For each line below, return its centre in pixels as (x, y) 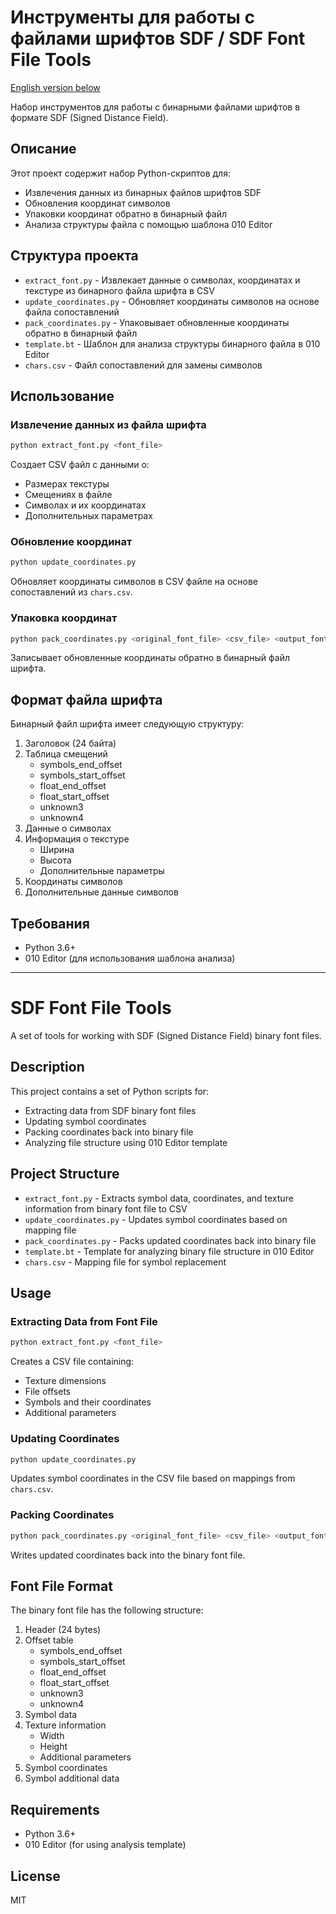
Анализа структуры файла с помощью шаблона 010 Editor (148, 224)
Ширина (57, 850)
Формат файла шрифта (86, 699)
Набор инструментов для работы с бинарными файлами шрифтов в (155, 107)
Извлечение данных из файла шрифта (108, 424)
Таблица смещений (66, 754)
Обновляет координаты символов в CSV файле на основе (134, 582)
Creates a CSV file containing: (72, 1362)
